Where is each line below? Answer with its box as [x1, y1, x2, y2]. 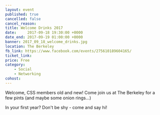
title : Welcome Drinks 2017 [5, 26, 63, 31]
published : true [5, 12, 39, 17]
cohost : [5, 76, 21, 81]
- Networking [14, 72, 41, 77]
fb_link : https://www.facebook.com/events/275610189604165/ [5, 48, 132, 53]
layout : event [5, 7, 35, 12]
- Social [14, 67, 32, 72]
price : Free [5, 58, 30, 63]
